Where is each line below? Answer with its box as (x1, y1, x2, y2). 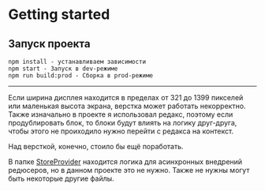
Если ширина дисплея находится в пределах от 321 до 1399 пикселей (8, 93, 244, 102)
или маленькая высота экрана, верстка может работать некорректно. (8, 101, 246, 110)
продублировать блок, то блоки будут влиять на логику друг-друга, (8, 118, 237, 127)
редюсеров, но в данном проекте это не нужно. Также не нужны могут (8, 166, 250, 174)
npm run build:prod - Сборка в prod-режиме (8, 72, 154, 80)
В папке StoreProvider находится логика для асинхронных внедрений (8, 157, 243, 167)
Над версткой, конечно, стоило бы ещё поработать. (8, 142, 184, 151)
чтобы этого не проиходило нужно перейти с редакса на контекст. (8, 126, 234, 136)
